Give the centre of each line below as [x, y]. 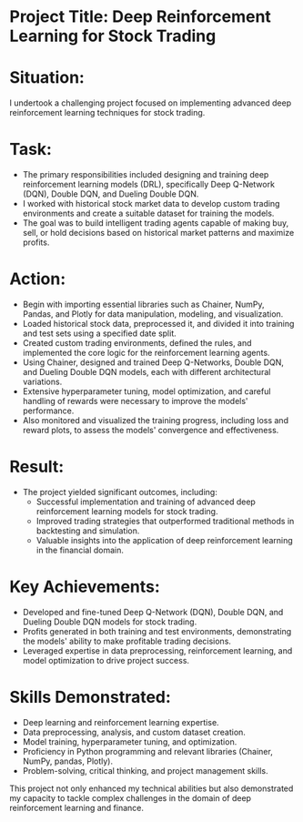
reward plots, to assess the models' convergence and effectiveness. [151, 430]
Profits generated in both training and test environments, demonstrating [157, 631]
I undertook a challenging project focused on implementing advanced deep [151, 103]
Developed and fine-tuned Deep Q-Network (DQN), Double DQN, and [153, 612]
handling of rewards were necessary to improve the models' [135, 401]
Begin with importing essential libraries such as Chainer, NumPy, [144, 304]
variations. [42, 381]
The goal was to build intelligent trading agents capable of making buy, [156, 223]
